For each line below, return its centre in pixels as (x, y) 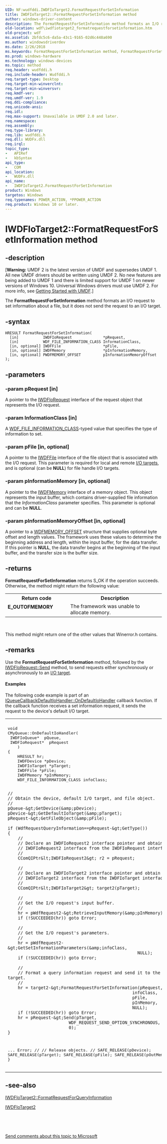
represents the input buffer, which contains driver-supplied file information (82, 497)
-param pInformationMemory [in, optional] (58, 481)
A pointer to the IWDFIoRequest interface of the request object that (74, 400)
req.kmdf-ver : (20, 93)
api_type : (15, 162)
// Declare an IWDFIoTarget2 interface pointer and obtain (89, 873)
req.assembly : (20, 126)
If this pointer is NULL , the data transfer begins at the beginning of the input (83, 548)
